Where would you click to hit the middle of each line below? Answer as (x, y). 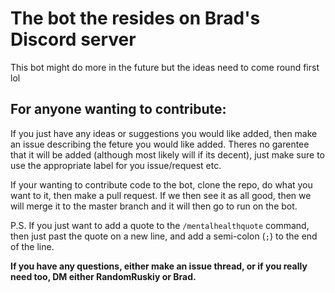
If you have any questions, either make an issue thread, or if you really (159, 266)
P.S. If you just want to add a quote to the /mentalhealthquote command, (160, 225)
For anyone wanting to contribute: (118, 109)
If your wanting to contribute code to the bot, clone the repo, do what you (161, 184)
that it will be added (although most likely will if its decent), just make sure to (167, 154)
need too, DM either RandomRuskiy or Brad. (103, 276)
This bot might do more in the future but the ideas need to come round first (165, 67)
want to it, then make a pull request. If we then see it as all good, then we (161, 195)
